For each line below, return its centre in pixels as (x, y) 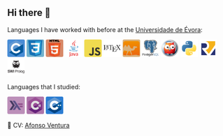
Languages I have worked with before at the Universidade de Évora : (105, 29)
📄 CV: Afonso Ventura (38, 125)
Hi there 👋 (29, 13)
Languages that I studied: (44, 86)
